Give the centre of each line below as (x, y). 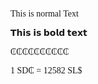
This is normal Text (44, 14)
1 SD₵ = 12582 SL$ (46, 70)
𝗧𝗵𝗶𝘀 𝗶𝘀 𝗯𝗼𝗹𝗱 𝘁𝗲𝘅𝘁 (49, 33)
